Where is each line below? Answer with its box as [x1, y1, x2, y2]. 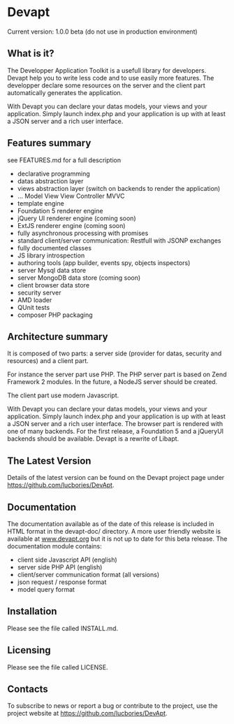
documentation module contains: [7, 542, 103, 550]
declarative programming [17, 169, 91, 178]
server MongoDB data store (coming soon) [17, 274, 141, 282]
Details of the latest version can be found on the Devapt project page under [7, 474, 225, 482]
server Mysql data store [17, 266, 86, 274]
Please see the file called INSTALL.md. [7, 624, 119, 632]
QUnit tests [17, 303, 50, 311]
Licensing [7, 644, 51, 656]
